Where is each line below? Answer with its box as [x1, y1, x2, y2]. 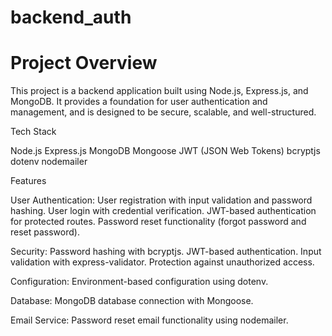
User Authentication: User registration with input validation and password [10, 194, 313, 206]
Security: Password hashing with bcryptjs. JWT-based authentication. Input [10, 246, 322, 258]
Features [10, 175, 47, 187]
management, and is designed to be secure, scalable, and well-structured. [10, 106, 317, 118]
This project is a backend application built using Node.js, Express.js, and [10, 85, 309, 97]
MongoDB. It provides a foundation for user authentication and [10, 96, 268, 108]
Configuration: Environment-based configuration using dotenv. [10, 276, 269, 288]
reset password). [10, 226, 80, 238]
